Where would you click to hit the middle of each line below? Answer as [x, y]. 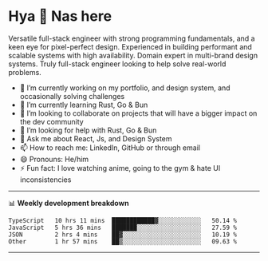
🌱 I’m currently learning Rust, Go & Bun [84, 105]
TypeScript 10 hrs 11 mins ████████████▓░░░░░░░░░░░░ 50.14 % [123, 220]
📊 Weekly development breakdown [69, 203]
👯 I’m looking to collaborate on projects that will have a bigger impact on [138, 113]
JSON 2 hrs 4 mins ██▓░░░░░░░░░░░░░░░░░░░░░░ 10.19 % [123, 235]
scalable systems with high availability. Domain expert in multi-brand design [133, 55]
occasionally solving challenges [72, 96]
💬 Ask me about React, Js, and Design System [96, 138]
